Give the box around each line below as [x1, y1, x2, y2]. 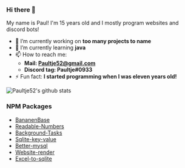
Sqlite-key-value [15, 135, 56, 142]
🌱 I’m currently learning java [15, 44, 86, 51]
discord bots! [6, 26, 39, 33]
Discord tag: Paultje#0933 [24, 66, 93, 74]
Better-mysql [15, 142, 48, 149]
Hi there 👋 [6, 5, 36, 14]
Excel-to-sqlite [15, 155, 53, 162]
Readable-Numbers [15, 122, 65, 130]
